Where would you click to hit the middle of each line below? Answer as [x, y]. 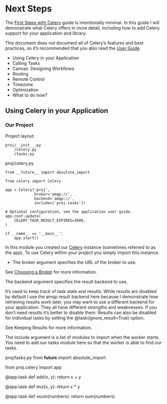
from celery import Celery [33, 181]
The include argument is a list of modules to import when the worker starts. [83, 337]
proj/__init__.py [23, 145]
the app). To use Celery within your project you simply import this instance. [82, 252]
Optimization [25, 89]
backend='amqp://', [54, 198]
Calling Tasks [26, 63]
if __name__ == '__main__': [34, 233]
